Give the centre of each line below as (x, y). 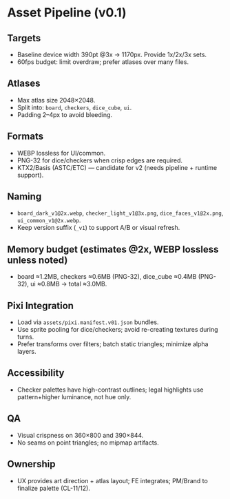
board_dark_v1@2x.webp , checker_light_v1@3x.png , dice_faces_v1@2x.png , (120, 213)
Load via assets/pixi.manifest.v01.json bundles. (88, 322)
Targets (24, 38)
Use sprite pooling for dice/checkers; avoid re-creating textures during (117, 330)
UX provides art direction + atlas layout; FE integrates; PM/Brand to (112, 480)
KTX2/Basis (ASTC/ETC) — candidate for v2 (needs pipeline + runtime (117, 167)
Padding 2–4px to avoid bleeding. (64, 114)
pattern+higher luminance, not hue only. (74, 396)
